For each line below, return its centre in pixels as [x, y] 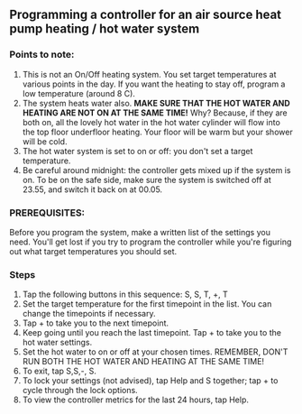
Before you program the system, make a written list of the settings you [140, 232]
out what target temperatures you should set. [93, 251]
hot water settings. [57, 343]
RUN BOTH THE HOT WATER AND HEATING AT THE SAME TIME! [143, 362]
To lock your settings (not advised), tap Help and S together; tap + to [150, 381]
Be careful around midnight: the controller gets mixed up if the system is [156, 170]
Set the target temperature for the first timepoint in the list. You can [147, 304]
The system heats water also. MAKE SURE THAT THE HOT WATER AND [156, 103]
